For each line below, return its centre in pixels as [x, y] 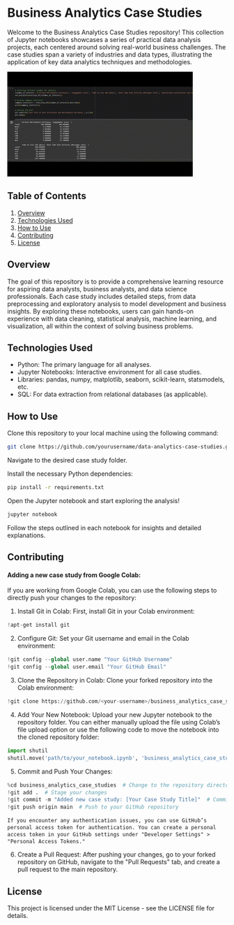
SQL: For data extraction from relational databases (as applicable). [112, 394]
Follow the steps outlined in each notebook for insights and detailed [104, 527]
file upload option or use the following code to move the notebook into [118, 729]
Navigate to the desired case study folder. [67, 460]
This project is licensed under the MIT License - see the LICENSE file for [111, 908]
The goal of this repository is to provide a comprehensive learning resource [116, 282]
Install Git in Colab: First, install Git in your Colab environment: [106, 611]
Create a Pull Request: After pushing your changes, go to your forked [116, 854]
